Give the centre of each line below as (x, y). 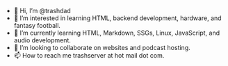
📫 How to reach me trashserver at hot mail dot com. (89, 55)
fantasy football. (37, 25)
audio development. (42, 40)
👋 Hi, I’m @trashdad (42, 11)
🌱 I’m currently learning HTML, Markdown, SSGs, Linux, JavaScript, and (117, 33)
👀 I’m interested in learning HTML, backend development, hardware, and (117, 18)
